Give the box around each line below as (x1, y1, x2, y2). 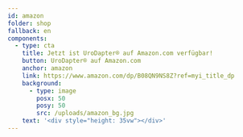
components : (7, 34, 47, 43)
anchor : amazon (22, 64, 73, 73)
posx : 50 (36, 94, 66, 102)
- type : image (28, 86, 77, 95)
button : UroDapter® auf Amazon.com (22, 57, 142, 65)
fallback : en (7, 27, 51, 35)
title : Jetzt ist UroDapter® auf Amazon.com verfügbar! (22, 49, 214, 57)
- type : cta (14, 42, 56, 50)
